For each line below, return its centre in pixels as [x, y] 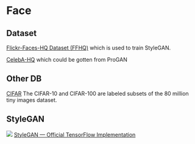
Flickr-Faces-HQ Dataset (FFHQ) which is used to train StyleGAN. [89, 48]
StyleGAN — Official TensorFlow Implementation [75, 134]
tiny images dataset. [32, 100]
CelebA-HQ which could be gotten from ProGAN [67, 59]
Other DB [24, 79]
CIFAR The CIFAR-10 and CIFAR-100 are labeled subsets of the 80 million [97, 93]
